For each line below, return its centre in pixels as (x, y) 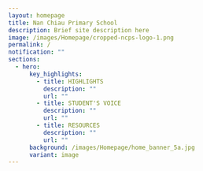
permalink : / (30, 45)
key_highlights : (55, 74)
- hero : (28, 67)
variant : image (54, 154)
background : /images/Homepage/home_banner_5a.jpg (112, 147)
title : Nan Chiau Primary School (63, 23)
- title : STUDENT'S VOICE (79, 103)
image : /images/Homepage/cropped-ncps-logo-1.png (91, 37)
